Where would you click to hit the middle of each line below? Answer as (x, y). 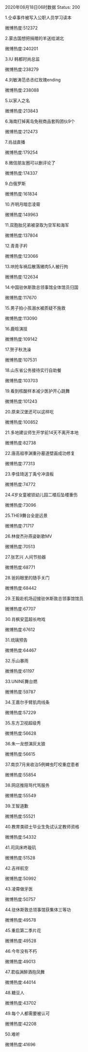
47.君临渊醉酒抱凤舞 (25, 972)
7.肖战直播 (15, 142)
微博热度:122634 (22, 277)
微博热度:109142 (21, 339)
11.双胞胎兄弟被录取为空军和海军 (37, 225)
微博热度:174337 (21, 173)
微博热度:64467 (21, 650)
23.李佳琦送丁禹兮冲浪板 (29, 474)
